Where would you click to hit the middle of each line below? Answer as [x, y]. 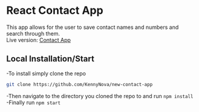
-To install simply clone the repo [46, 73]
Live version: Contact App [39, 40]
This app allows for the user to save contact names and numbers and [93, 27]
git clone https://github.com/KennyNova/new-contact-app [80, 84]
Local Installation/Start [51, 59]
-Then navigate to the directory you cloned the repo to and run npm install [100, 96]
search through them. [33, 33]
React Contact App [55, 11]
